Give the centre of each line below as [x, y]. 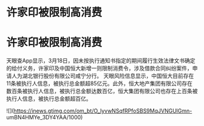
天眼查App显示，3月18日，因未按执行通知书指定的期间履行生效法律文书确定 [101, 61]
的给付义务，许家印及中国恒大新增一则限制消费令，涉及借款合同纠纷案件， [99, 68]
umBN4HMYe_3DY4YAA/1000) [45, 117]
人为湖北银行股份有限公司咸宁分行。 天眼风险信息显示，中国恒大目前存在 [103, 76]
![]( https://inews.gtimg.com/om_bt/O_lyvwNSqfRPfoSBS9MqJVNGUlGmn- [99, 111]
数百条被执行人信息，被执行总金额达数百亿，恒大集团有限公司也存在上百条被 [102, 91]
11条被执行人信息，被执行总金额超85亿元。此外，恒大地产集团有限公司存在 [100, 83]
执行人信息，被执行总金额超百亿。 [49, 99]
